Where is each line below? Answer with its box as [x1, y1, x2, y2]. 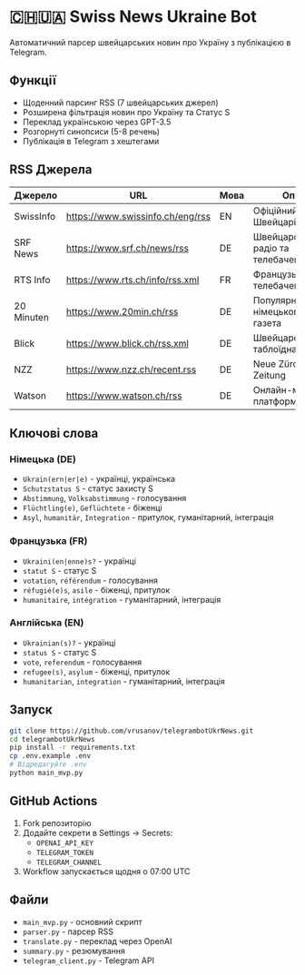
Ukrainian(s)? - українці [22, 637, 116, 648]
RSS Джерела [9, 162, 93, 178]
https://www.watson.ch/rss [66, 389, 182, 401]
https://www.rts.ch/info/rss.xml [66, 273, 200, 286]
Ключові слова [9, 425, 99, 441]
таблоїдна [252, 342, 298, 355]
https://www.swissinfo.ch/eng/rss [66, 210, 212, 222]
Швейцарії [252, 215, 300, 228]
